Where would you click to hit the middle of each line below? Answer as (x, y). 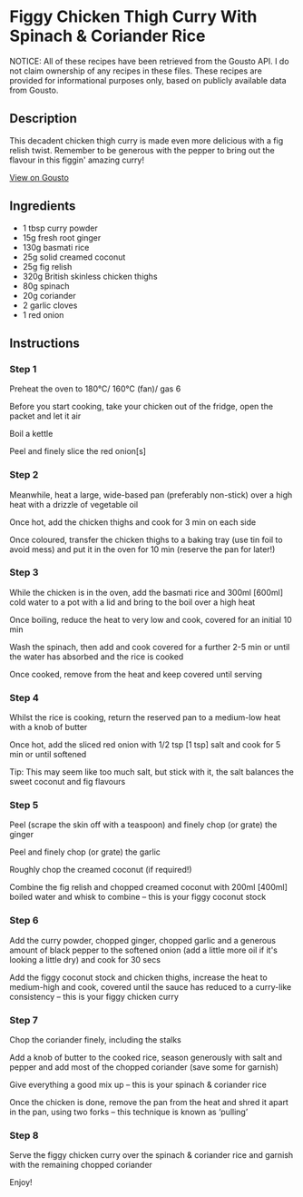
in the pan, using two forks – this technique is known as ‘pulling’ (129, 1112)
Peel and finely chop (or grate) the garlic (85, 852)
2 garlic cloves (50, 305)
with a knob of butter (49, 727)
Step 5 (24, 806)
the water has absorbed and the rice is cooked (97, 657)
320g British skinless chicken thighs (90, 276)
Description (43, 119)
